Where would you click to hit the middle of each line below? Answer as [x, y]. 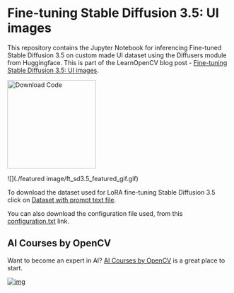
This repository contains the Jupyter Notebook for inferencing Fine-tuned [115, 47]
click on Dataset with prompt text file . [62, 200]
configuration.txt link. [38, 221]
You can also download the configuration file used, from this [95, 213]
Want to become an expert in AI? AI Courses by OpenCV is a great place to [116, 260]
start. [15, 268]
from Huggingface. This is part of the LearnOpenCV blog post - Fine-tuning [117, 62]
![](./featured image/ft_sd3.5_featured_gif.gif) [73, 178]
